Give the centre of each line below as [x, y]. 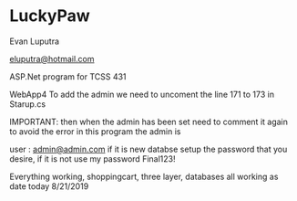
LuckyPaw [50, 16]
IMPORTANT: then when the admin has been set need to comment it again [149, 122]
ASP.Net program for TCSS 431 [68, 76]
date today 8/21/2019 [49, 186]
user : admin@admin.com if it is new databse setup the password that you [148, 149]
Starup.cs [28, 104]
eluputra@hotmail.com [52, 58]
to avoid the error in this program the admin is [95, 131]
